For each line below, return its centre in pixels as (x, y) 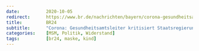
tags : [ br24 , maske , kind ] (51, 39)
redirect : (18, 17)
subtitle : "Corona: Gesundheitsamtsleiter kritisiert (81, 28)
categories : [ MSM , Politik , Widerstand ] (61, 33)
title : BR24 (32, 22)
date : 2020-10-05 (39, 11)
